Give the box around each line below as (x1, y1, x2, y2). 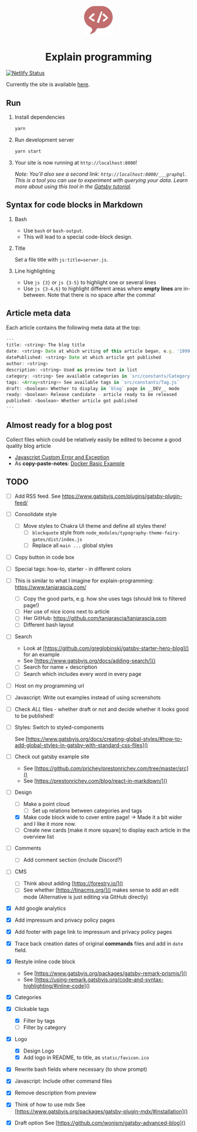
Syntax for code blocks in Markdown (6, 200, 143, 210)
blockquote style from (32, 529, 85, 536)
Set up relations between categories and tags (32, 807, 142, 814)
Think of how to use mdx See (14, 1101, 86, 1108)
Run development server (14, 136, 74, 143)
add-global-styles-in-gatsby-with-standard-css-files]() (14, 741, 148, 749)
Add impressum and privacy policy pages (14, 916, 116, 923)
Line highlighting (14, 267, 55, 274)
